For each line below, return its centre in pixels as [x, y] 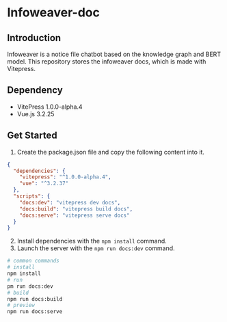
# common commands [33, 261]
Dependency [35, 90]
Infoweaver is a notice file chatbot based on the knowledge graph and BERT [114, 54]
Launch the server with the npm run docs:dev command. [96, 248]
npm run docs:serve [35, 312]
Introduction [34, 38]
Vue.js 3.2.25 [36, 113]
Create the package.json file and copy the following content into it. [111, 152]
